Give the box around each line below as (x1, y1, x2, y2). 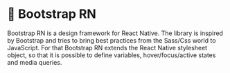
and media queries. (7, 58, 62, 66)
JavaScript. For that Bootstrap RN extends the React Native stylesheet (7, 43, 208, 52)
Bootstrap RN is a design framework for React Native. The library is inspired (7, 29, 224, 37)
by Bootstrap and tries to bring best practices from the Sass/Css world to (7, 36, 216, 44)
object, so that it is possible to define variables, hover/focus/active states (7, 51, 216, 59)
